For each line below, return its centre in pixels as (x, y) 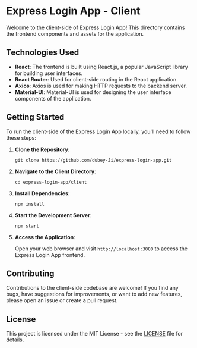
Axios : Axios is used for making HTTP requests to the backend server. (101, 86)
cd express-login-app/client (51, 182)
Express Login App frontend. (50, 255)
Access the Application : (45, 237)
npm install (29, 204)
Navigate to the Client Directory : (55, 171)
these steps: (21, 137)
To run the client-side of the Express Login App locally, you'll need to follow (99, 131)
